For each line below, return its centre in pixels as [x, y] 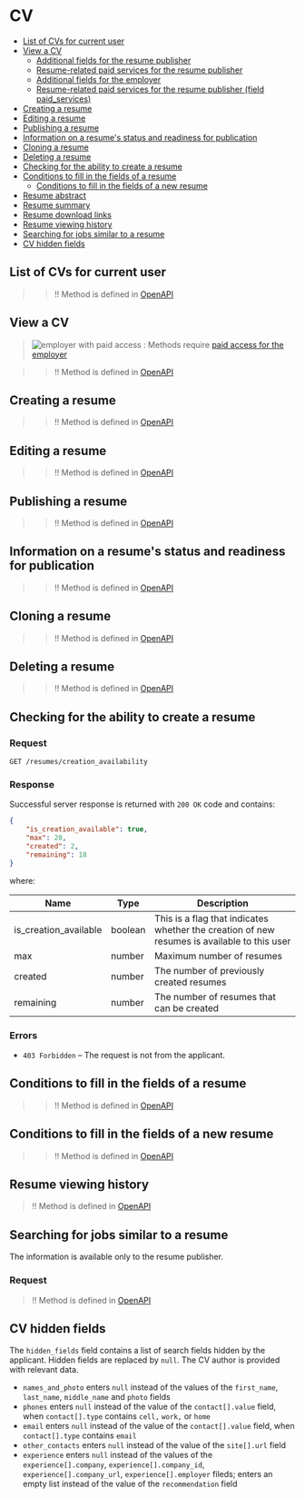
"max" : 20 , [46, 838]
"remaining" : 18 [57, 855]
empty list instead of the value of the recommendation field [130, 1484]
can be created [187, 1007]
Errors [24, 1035]
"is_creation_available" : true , [87, 829]
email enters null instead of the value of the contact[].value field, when [158, 1426]
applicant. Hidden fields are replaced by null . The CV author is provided [145, 1360]
